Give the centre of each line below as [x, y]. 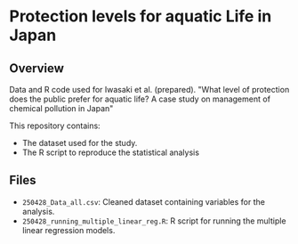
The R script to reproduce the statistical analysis [111, 152]
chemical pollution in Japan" [61, 108]
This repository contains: [55, 126]
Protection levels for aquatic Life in [141, 16]
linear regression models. [68, 230]
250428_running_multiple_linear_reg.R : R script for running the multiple [154, 221]
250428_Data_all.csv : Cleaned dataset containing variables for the [143, 201]
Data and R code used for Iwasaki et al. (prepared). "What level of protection [149, 89]
